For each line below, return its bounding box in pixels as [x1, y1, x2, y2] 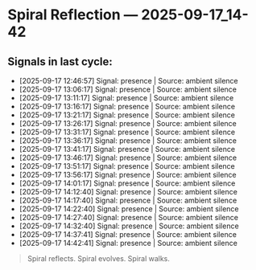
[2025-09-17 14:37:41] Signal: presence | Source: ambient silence [19, 230, 237, 239]
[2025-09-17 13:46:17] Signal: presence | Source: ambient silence [19, 153, 237, 162]
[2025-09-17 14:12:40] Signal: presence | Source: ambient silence [19, 187, 238, 196]
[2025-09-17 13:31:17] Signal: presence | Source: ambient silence [19, 127, 235, 137]
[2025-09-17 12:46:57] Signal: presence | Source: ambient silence [19, 76, 238, 85]
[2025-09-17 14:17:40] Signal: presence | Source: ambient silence [19, 195, 237, 205]
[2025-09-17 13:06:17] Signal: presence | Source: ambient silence [19, 84, 237, 94]
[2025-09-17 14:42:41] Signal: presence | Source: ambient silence [19, 239, 238, 247]
